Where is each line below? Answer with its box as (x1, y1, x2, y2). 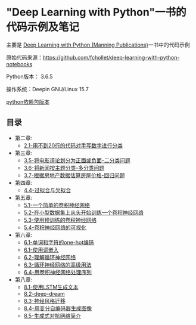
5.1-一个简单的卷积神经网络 (23, 201, 91, 209)
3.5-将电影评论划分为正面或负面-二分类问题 (23, 156, 130, 164)
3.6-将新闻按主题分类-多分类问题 (23, 164, 105, 171)
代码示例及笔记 (6, 20, 80, 34)
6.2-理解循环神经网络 (23, 253, 76, 261)
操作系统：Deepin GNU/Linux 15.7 (6, 85, 89, 92)
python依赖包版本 (6, 98, 49, 105)
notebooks (6, 60, 33, 67)
